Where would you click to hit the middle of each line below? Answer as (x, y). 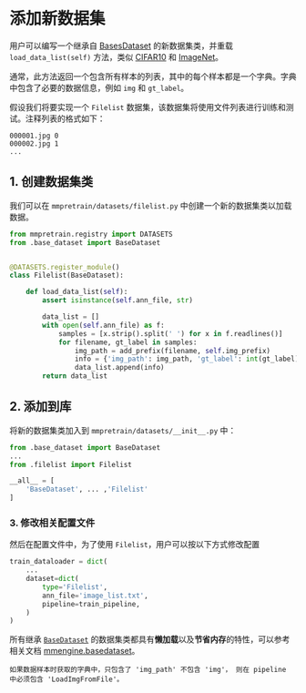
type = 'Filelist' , (75, 587)
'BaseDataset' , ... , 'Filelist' (87, 489)
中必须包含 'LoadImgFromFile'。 (67, 679)
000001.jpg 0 (34, 136)
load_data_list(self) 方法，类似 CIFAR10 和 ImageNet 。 (117, 56)
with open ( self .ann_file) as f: (104, 325)
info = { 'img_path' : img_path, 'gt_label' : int (166, 359)
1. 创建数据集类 (51, 182)
